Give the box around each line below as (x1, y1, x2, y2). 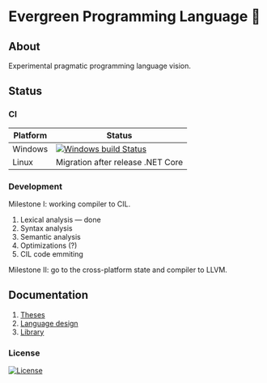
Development (8, 181, 63, 192)
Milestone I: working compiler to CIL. (8, 198, 131, 209)
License (8, 347, 40, 359)
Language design (19, 318, 78, 328)
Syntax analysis (19, 223, 73, 233)
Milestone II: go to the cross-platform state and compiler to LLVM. (8, 265, 228, 274)
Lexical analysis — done (19, 215, 101, 224)
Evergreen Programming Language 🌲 (8, 7, 261, 26)
